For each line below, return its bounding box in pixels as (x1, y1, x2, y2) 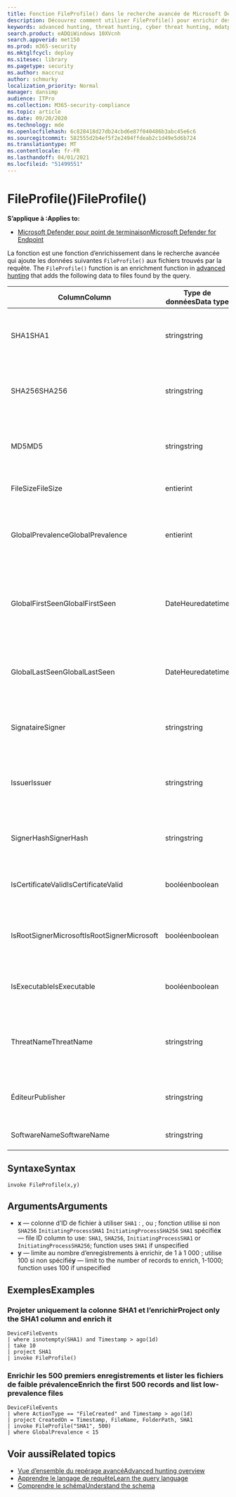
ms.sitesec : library (7, 56, 68, 63)
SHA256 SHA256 (11, 386, 68, 396)
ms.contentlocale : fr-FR (7, 148, 80, 155)
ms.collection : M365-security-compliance (7, 102, 131, 109)
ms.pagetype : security (7, 63, 74, 70)
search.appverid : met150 (7, 37, 80, 44)
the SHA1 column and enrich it (7, 1314, 112, 1323)
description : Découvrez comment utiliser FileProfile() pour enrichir (7, 17, 218, 24)
